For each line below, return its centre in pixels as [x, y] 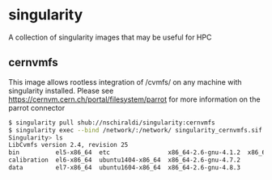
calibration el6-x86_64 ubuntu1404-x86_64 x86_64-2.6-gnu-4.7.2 [125, 160]
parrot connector [37, 107]
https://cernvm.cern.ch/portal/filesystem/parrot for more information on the [134, 99]
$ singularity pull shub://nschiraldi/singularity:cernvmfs [112, 123]
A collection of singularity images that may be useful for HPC [110, 37]
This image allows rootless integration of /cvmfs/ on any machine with [125, 82]
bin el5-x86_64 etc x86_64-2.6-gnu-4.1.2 [125, 153]
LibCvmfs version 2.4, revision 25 [68, 145]
